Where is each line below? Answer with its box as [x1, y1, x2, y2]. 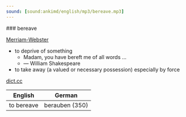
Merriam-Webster [6, 36, 49, 43]
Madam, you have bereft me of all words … [23, 53, 127, 60]
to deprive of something [14, 47, 73, 54]
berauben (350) [44, 101, 89, 109]
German [54, 91, 78, 99]
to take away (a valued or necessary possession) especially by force [14, 66, 180, 73]
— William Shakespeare [23, 60, 81, 67]
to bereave [9, 101, 39, 109]
